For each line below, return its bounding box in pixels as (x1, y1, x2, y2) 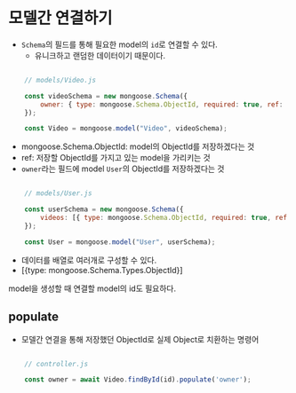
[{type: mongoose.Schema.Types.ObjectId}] (20, 264, 183, 275)
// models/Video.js (24, 75, 97, 84)
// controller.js (24, 359, 89, 368)
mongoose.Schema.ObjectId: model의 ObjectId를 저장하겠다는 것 (20, 141, 255, 152)
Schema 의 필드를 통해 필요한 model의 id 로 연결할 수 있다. (20, 39, 219, 50)
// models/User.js (24, 189, 92, 198)
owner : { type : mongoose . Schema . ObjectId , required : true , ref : (40, 99, 284, 109)
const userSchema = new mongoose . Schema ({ (24, 205, 184, 214)
